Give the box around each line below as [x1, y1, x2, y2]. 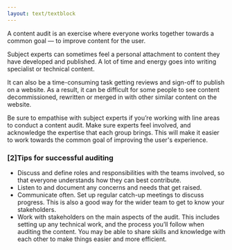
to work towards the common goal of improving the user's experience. [7, 136, 208, 144]
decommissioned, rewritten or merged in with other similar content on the [7, 93, 217, 101]
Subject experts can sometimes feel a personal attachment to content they [7, 50, 220, 58]
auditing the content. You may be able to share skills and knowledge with [17, 227, 226, 235]
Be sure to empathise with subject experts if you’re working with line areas [7, 114, 220, 122]
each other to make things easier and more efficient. [17, 235, 168, 243]
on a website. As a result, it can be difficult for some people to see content [7, 85, 220, 93]
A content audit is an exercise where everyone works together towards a [7, 29, 215, 37]
